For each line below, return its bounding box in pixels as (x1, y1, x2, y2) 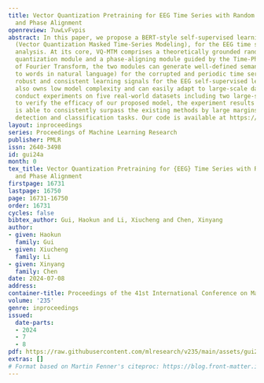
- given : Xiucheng (8, 245, 68, 253)
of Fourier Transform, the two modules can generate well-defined (15, 63, 237, 71)
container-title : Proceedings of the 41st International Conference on (8, 289, 247, 297)
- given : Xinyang (8, 260, 65, 268)
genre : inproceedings (8, 304, 79, 311)
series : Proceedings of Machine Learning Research (8, 128, 178, 136)
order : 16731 (8, 201, 51, 209)
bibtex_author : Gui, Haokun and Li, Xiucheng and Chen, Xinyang (8, 216, 223, 224)
